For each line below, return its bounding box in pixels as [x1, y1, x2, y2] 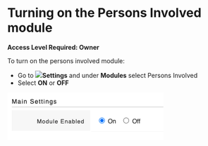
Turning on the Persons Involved [7, 5, 202, 21]
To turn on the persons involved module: [7, 56, 126, 65]
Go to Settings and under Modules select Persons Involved [17, 71, 198, 79]
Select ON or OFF [17, 79, 69, 87]
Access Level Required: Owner [7, 43, 100, 51]
